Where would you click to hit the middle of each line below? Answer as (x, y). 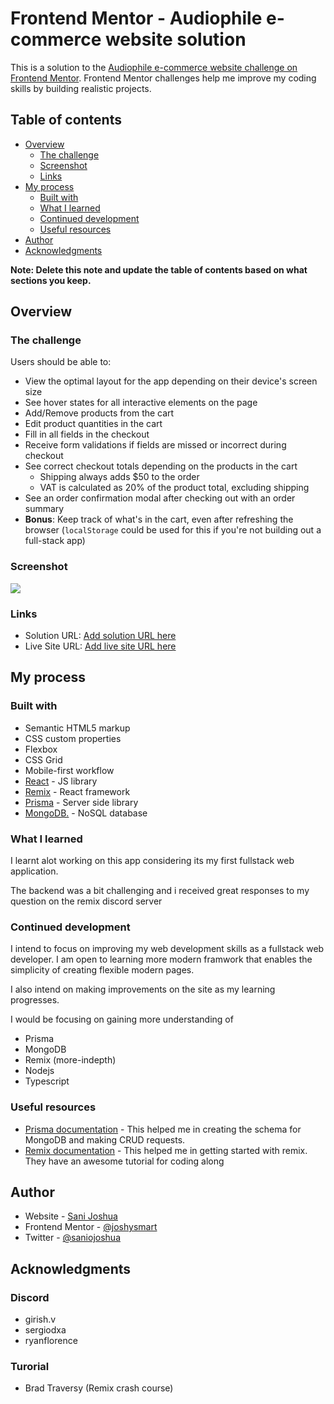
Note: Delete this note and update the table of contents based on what (159, 269)
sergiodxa (45, 1330)
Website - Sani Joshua (71, 1216)
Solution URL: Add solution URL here (100, 636)
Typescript (47, 1081)
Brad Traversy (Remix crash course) (99, 1388)
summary (44, 509)
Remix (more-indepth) (70, 1060)
